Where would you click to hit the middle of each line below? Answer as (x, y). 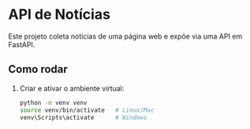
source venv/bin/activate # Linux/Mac (87, 110)
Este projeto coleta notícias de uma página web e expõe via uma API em (125, 36)
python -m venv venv (53, 103)
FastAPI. (22, 44)
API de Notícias (59, 15)
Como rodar (38, 70)
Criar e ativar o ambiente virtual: (72, 88)
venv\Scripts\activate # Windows (83, 117)
